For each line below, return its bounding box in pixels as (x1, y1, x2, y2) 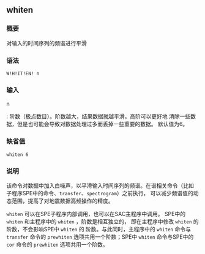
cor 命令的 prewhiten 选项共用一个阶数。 (6, 241, 108, 248)
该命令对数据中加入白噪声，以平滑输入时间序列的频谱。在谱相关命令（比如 (6, 182, 194, 189)
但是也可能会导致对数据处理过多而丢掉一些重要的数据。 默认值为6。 (17, 121, 188, 128)
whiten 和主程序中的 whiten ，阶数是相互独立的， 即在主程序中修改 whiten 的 (6, 217, 199, 225)
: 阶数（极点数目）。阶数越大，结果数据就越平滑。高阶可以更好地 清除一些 (6, 113, 191, 120)
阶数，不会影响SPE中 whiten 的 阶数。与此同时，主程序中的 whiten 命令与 (6, 225, 191, 233)
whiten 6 (6, 151, 29, 158)
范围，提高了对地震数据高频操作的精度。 (11, 197, 114, 204)
